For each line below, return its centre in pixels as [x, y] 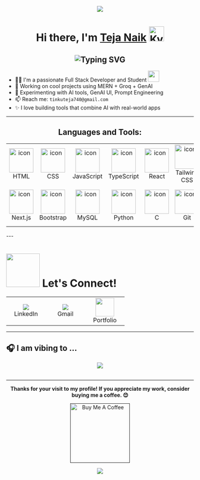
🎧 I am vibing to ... [42, 348]
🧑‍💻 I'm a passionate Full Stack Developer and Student [81, 80]
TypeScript [124, 176]
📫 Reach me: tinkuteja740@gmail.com [61, 99]
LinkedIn [26, 313]
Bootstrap [53, 217]
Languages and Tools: [100, 132]
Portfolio [105, 320]
